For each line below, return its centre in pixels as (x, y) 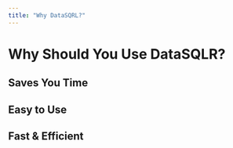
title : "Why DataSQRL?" (47, 15)
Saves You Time (48, 83)
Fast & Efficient (46, 136)
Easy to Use (38, 109)
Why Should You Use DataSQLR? (117, 54)
